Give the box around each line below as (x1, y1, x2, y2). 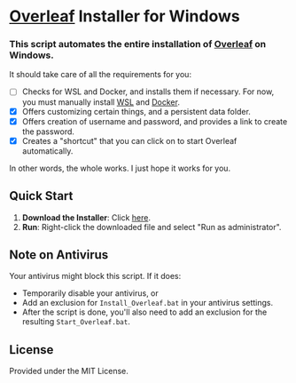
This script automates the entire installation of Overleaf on (9, 38, 267, 51)
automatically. (21, 145, 74, 156)
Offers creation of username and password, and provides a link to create (21, 116, 288, 126)
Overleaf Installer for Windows (9, 6, 241, 27)
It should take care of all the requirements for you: (9, 69, 192, 80)
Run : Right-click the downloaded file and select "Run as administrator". (21, 221, 282, 232)
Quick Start (9, 188, 74, 203)
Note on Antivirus (9, 247, 109, 262)
